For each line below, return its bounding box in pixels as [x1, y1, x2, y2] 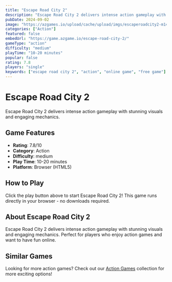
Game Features [5, 128, 55, 137]
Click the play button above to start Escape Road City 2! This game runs [5, 192, 157, 199]
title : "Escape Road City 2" [5, 7, 68, 13]
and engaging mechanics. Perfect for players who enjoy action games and [5, 231, 162, 238]
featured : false [5, 31, 40, 36]
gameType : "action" [5, 41, 47, 46]
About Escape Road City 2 [5, 212, 91, 221]
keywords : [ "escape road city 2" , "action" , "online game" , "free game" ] [5, 70, 166, 75]
